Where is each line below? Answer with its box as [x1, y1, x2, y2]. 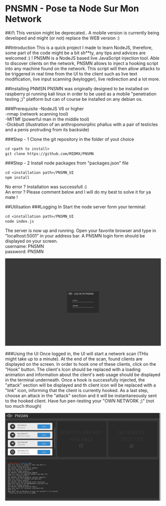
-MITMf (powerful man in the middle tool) [5, 116, 90, 122]
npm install [5, 175, 30, 180]
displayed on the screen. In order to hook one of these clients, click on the [5, 361, 157, 367]
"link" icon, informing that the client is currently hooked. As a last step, [5, 388, 149, 393]
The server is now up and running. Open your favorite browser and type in [5, 228, 157, 234]
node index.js [5, 219, 35, 224]
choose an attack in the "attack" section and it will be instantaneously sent [5, 393, 157, 399]
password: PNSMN [5, 248, 44, 254]
